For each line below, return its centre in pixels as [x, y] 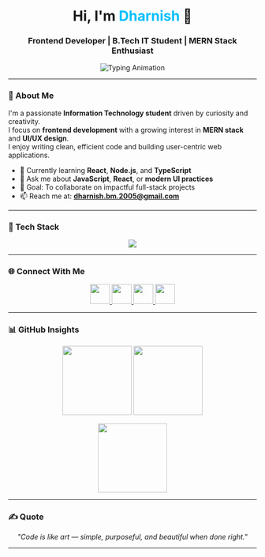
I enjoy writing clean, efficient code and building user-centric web [115, 146]
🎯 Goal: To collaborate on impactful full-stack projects [107, 187]
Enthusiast [132, 51]
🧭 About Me [31, 96]
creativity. [24, 121]
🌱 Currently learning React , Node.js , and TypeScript [105, 170]
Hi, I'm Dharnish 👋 [132, 16]
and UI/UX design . [39, 138]
